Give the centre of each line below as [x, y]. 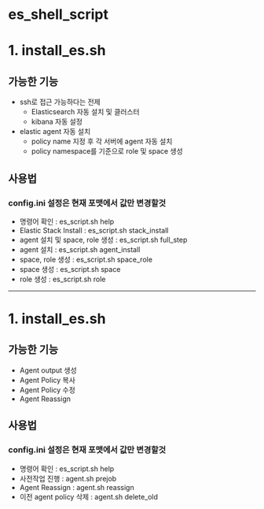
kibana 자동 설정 [57, 122]
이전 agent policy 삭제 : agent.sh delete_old [89, 496]
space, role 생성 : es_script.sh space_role [86, 259]
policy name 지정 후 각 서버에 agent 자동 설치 [102, 141]
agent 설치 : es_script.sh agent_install [80, 249]
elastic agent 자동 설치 [55, 132]
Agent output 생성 [48, 370]
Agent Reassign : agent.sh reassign [77, 487]
